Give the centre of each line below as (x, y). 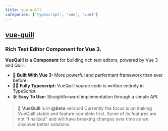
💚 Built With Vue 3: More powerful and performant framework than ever (88, 75)
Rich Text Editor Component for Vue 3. (53, 49)
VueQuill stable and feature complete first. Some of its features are (87, 114)
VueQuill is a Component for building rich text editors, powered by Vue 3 (81, 60)
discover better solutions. (44, 124)
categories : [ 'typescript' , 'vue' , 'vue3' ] (52, 15)
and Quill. (15, 65)
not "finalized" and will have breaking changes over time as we (83, 119)
